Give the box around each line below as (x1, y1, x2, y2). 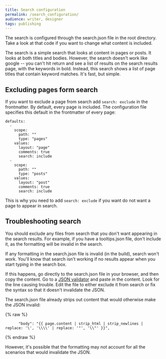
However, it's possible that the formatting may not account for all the (5, 344, 146, 350)
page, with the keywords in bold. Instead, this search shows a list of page (5, 66, 156, 72)
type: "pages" (18, 137, 48, 142)
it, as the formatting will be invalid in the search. (5, 241, 103, 247)
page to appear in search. (5, 203, 58, 209)
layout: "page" (18, 145, 50, 150)
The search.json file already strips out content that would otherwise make (5, 296, 156, 302)
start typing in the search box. (5, 261, 67, 267)
